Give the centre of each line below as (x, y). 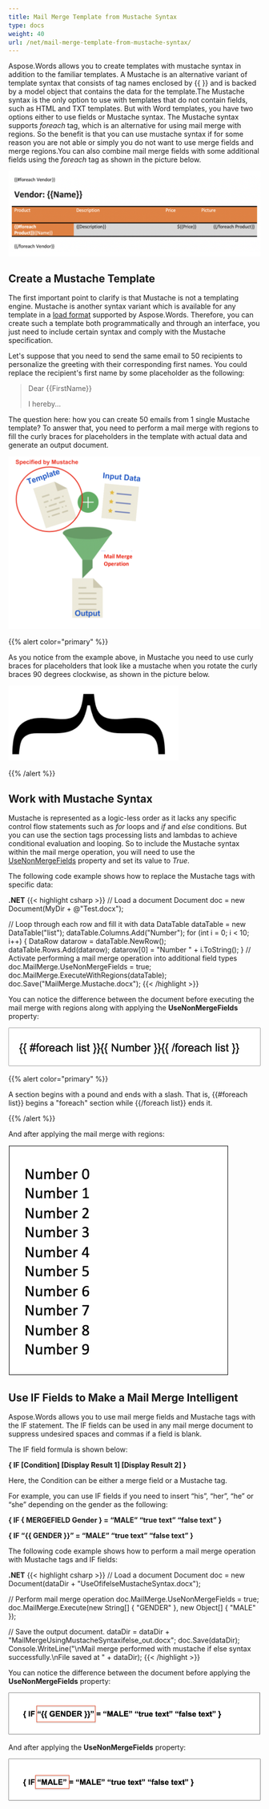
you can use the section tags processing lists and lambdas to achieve (123, 835)
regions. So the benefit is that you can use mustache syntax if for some (126, 134)
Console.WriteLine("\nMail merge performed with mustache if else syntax (130, 1649)
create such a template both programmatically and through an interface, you (134, 324)
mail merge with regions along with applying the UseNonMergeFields (123, 1008)
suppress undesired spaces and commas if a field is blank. (105, 1434)
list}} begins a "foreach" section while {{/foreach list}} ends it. (110, 1102)
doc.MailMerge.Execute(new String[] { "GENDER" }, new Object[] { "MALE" (132, 1608)
